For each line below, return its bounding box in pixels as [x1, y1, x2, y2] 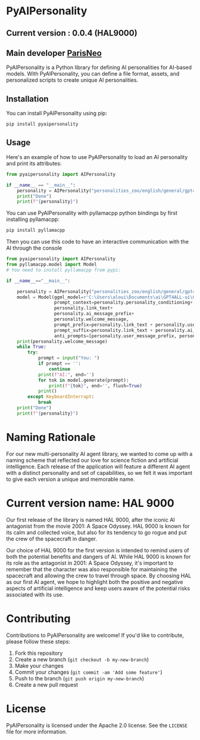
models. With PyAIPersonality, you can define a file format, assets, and [6, 70, 180, 77]
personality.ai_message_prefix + [54, 311, 135, 317]
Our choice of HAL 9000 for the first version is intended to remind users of [6, 546, 189, 554]
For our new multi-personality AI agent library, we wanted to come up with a [6, 450, 193, 457]
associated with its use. [6, 591, 64, 598]
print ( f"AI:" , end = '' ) [37, 371, 95, 378]
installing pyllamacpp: [6, 216, 60, 223]
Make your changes [14, 662, 64, 669]
